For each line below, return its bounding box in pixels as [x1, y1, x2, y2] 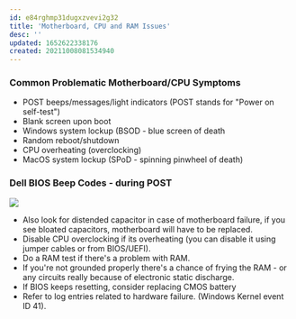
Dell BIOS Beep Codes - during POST [9, 177, 173, 189]
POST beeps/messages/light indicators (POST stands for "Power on [22, 96, 274, 108]
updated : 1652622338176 [9, 38, 99, 48]
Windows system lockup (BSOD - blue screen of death [22, 125, 226, 136]
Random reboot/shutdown [22, 135, 120, 146]
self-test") [22, 106, 61, 117]
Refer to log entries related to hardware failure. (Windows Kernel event [22, 290, 284, 302]
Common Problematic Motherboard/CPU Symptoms [9, 77, 241, 89]
